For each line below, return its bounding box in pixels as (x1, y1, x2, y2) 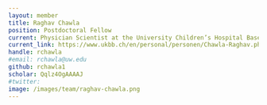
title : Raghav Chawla (8, 19, 80, 27)
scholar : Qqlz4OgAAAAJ (8, 70, 83, 78)
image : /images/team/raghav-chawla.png (8, 84, 141, 93)
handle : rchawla (8, 48, 62, 56)
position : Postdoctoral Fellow (8, 26, 112, 34)
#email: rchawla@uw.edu (8, 56, 87, 64)
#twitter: (8, 77, 41, 85)
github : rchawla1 (8, 63, 66, 71)
